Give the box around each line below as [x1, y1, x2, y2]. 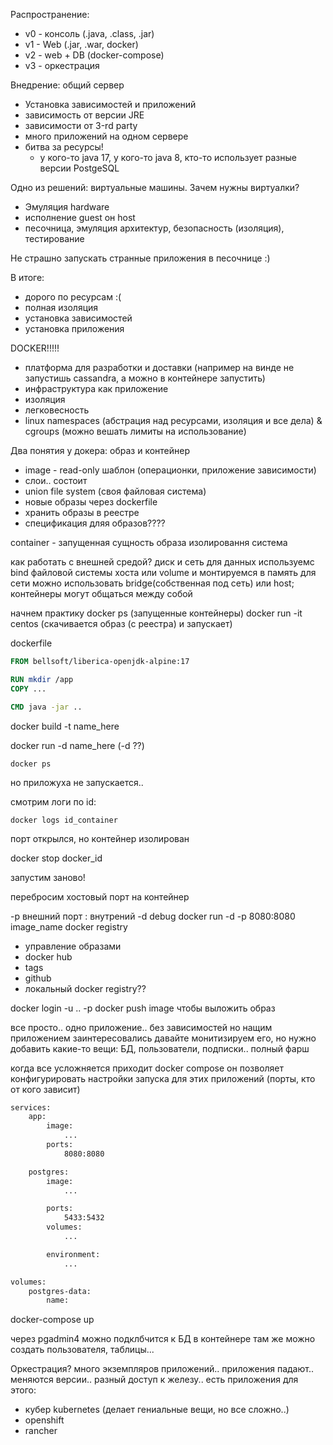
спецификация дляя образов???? [24, 517, 166, 529]
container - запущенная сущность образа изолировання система [10, 537, 288, 548]
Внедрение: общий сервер [10, 79, 125, 91]
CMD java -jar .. [10, 702, 83, 712]
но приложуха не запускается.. [10, 776, 144, 788]
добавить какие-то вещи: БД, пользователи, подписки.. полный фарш [10, 1042, 310, 1054]
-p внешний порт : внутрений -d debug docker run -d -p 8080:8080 [10, 910, 296, 922]
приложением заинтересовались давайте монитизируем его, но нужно [10, 1032, 317, 1044]
